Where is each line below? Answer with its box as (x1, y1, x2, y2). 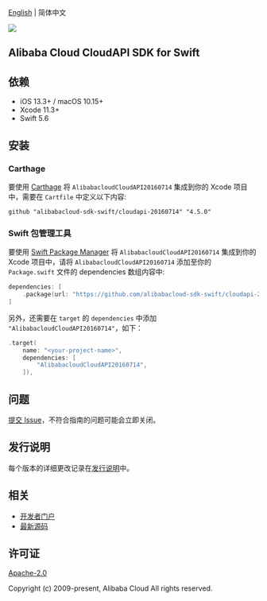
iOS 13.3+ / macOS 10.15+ (19, 97, 104, 107)
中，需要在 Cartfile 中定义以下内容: (8, 192, 127, 201)
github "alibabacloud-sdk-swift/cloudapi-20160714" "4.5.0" (8, 207, 212, 215)
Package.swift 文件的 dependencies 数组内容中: (8, 267, 165, 277)
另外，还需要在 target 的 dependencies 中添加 (8, 313, 157, 323)
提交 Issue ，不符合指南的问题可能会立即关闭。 (8, 415, 161, 425)
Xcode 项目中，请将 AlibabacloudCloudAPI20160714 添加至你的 (8, 258, 212, 267)
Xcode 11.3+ (19, 105, 60, 114)
